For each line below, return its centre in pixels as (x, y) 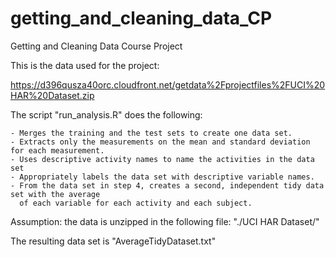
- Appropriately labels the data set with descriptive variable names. (162, 177)
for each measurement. (57, 150)
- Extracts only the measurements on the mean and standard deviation (160, 142)
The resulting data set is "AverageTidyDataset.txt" (113, 241)
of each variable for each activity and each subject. (136, 203)
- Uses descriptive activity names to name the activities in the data (162, 159)
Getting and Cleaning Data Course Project (96, 46)
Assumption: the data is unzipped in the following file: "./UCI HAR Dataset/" (165, 221)
